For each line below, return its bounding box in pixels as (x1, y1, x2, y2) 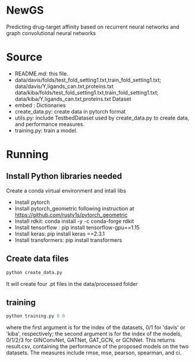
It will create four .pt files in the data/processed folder (6, 280, 138, 287)
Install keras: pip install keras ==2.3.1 (14, 230, 105, 237)
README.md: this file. (14, 70, 68, 77)
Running (6, 148, 49, 161)
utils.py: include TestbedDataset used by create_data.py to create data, (14, 114, 190, 121)
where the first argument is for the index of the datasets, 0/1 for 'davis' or (6, 324, 185, 331)
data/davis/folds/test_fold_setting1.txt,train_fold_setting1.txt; (14, 76, 162, 83)
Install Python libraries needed (6, 171, 122, 181)
